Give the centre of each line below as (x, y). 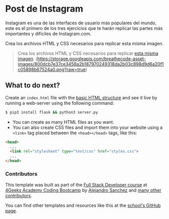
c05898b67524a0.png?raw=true (51, 69)
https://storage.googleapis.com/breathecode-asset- (92, 58)
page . (11, 211)
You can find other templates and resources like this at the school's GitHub (83, 205)
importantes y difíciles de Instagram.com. (48, 33)
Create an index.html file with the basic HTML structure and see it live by (81, 97)
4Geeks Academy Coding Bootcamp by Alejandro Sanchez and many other (83, 190)
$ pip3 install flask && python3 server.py (52, 112)
